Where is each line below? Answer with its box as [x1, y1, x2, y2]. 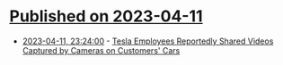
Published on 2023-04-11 [9, 6, 204, 27]
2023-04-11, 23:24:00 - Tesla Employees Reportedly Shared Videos [22, 36, 274, 46]
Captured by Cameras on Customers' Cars [22, 45, 181, 55]
